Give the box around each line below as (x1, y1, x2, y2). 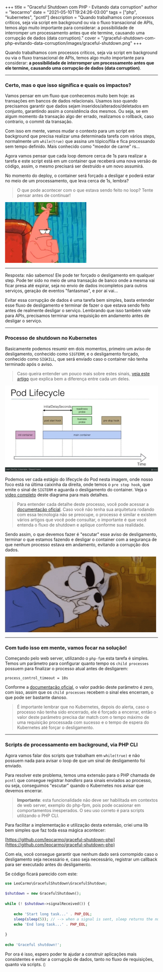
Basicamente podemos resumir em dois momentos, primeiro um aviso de (5, 346, 151, 351)
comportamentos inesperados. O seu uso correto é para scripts (16, 807, 145, 813)
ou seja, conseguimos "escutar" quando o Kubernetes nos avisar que (5, 782, 144, 788)
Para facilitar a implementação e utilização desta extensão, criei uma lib (5, 822, 148, 828)
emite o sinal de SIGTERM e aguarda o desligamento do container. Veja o (5, 487, 147, 493)
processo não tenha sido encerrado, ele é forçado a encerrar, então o (16, 709, 157, 715)
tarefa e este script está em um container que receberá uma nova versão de (5, 158, 157, 164)
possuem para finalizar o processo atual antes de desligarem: (5, 666, 129, 672)
